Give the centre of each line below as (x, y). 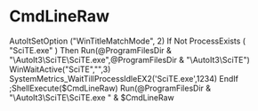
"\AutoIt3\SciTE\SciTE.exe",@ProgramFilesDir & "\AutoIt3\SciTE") (130, 59)
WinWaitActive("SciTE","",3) (60, 69)
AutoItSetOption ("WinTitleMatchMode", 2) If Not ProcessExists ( (128, 41)
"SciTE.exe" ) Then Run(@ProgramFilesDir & (90, 50)
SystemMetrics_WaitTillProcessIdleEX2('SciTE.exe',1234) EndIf (124, 78)
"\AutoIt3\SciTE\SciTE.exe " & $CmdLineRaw (92, 97)
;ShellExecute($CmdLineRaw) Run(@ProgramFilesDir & (110, 88)
